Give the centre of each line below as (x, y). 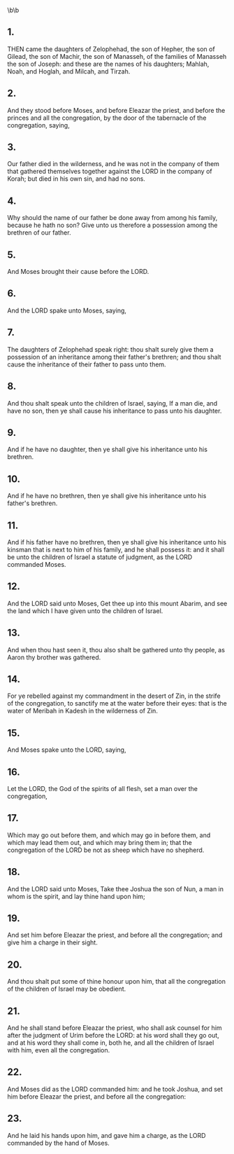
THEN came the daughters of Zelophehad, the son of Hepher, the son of (111, 49)
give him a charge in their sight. (52, 942)
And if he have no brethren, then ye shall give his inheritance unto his (107, 496)
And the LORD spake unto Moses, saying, (67, 310)
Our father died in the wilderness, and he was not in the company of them (114, 164)
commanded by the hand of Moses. (58, 1143)
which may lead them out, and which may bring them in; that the (100, 842)
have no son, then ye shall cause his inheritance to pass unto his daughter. (115, 411)
